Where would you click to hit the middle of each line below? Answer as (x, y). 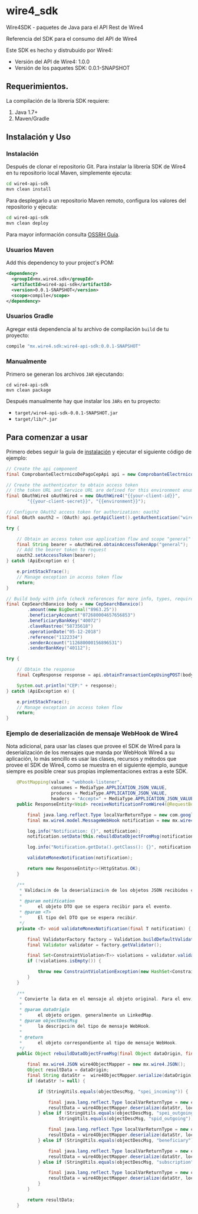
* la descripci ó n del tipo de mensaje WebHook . (85, 1027)
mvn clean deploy (27, 223)
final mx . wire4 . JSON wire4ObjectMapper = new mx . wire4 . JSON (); (106, 1064)
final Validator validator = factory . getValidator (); (95, 945)
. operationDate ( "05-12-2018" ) (64, 632)
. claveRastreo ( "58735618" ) (60, 626)
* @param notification (47, 901)
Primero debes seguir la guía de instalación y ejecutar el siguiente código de (99, 452)
